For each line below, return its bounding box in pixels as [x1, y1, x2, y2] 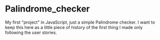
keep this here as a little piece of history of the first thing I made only [5, 24, 143, 30]
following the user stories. [5, 29, 57, 35]
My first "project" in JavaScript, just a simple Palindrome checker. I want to [5, 19, 155, 25]
